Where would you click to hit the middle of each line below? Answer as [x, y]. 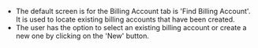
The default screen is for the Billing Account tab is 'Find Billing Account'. [133, 11]
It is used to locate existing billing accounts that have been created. [125, 19]
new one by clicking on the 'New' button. [82, 36]
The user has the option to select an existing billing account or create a [131, 27]
